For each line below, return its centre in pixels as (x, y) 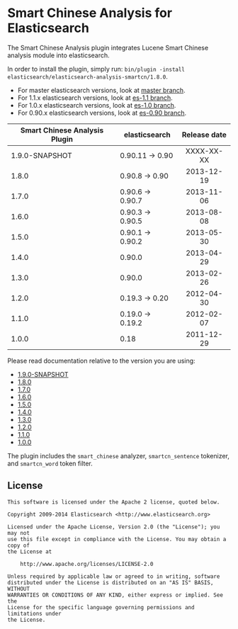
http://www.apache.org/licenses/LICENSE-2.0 (87, 564)
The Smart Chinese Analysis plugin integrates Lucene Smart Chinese (108, 47)
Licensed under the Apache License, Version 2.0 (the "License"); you (114, 527)
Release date (204, 135)
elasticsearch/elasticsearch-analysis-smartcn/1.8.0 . (87, 76)
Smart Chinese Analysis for (90, 13)
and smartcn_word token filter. (50, 463)
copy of (19, 545)
